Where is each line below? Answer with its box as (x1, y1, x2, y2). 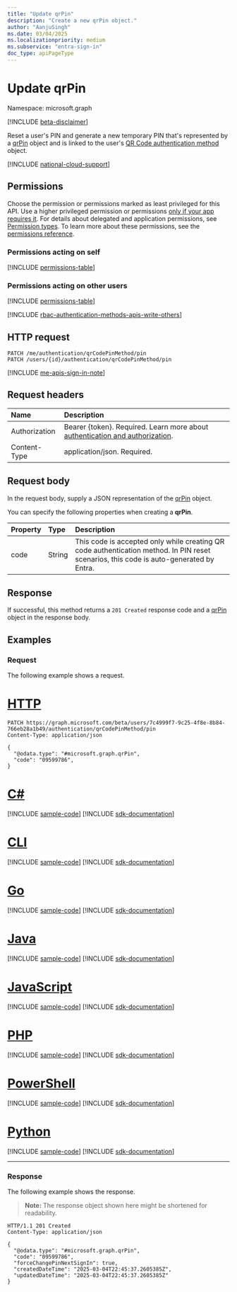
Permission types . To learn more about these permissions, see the (7, 222, 200, 230)
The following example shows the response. (7, 1187, 135, 1196)
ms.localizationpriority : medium (7, 37, 106, 44)
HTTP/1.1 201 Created (7, 1222, 71, 1229)
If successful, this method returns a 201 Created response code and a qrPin (7, 606, 227, 614)
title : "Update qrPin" (7, 10, 74, 18)
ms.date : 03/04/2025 (7, 30, 68, 38)
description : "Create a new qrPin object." (7, 17, 138, 24)
